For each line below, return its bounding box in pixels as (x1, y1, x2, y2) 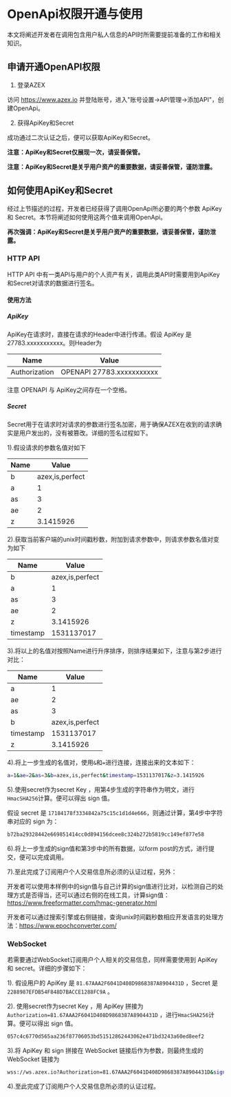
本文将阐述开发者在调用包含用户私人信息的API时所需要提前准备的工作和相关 (7, 30, 222, 39)
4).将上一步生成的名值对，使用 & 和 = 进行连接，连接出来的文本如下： (7, 759, 196, 767)
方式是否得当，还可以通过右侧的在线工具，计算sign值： (12, 891, 170, 899)
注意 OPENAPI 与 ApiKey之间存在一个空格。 (7, 386, 131, 394)
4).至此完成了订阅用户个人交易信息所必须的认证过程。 (7, 1083, 160, 1091)
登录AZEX (16, 81, 46, 89)
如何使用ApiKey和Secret (7, 185, 113, 196)
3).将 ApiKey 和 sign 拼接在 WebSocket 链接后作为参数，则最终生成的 (7, 1047, 204, 1055)
